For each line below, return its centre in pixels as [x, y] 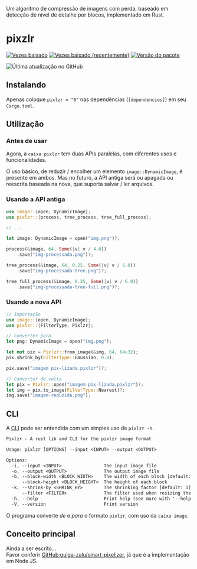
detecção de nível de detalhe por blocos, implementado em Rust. [85, 15]
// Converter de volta [34, 379]
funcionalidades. [27, 160]
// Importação [24, 314]
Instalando [26, 85]
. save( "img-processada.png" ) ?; [55, 255]
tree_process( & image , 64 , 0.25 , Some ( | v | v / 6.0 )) [71, 265]
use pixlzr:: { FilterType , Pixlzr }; [50, 325]
